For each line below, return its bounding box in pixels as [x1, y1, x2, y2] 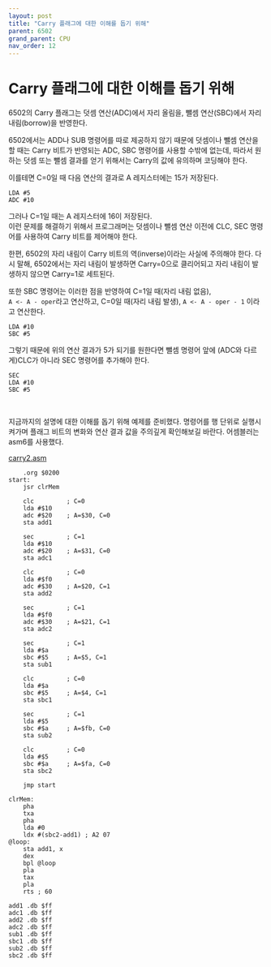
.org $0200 [23, 469, 60, 477]
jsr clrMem [23, 483, 60, 492]
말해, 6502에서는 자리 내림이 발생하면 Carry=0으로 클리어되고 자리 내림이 [16, 259, 251, 269]
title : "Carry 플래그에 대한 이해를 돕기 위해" [8, 19, 150, 28]
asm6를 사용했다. [8, 437, 64, 447]
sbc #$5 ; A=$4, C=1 [23, 689, 107, 698]
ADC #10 [8, 196, 35, 204]
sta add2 [23, 590, 53, 598]
